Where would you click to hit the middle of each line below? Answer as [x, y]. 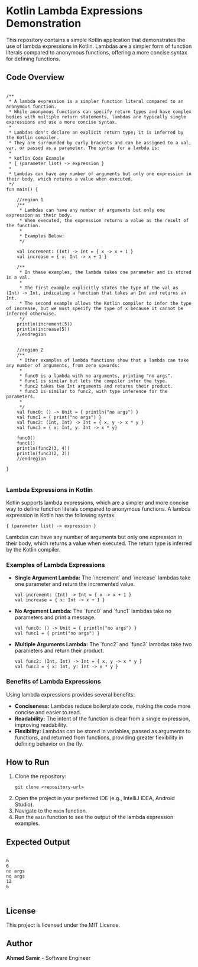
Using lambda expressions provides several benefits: [71, 694]
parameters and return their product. [59, 651]
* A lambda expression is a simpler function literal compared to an [96, 101]
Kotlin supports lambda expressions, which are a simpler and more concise [98, 503]
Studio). [24, 805]
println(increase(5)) [43, 329]
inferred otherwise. [32, 314]
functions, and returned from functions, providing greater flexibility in [99, 737]
